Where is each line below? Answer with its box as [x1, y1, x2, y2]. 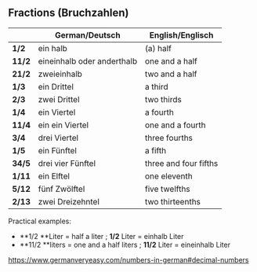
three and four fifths [144, 157, 219, 168]
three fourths [144, 132, 194, 143]
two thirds [144, 94, 182, 105]
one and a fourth [144, 119, 206, 130]
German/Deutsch [54, 29, 121, 40]
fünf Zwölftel [38, 183, 85, 194]
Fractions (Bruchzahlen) [8, 6, 129, 20]
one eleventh [144, 171, 194, 182]
